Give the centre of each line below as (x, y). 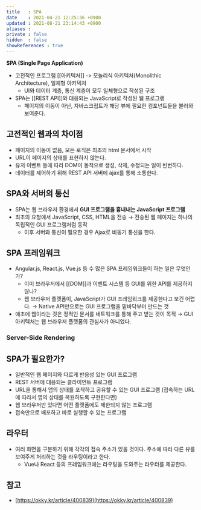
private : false (27, 35)
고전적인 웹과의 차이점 (45, 134)
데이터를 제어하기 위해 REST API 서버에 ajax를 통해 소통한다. (86, 173)
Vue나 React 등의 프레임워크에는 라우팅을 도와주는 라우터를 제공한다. (105, 464)
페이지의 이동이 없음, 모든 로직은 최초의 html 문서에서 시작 (83, 150)
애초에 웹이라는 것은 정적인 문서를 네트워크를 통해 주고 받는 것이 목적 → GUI (104, 314)
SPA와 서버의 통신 (38, 194)
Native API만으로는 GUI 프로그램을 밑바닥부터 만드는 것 (104, 306)
